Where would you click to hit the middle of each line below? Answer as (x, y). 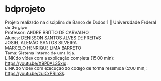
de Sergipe (16, 27)
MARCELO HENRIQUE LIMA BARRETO (43, 48)
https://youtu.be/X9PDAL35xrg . (37, 63)
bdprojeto (25, 9)
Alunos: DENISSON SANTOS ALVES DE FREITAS (53, 38)
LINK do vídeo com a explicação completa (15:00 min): (60, 58)
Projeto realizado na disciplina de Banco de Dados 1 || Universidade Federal (80, 22)
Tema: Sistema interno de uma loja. (40, 53)
